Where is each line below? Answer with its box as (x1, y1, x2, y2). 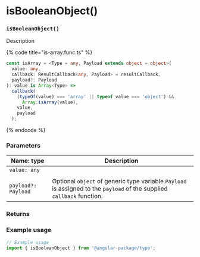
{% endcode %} (6, 127, 46, 134)
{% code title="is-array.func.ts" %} (6, 49, 93, 56)
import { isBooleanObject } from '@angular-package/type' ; (6, 245, 156, 251)
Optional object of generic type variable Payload (52, 177, 187, 186)
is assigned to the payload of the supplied (52, 184, 168, 193)
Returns (6, 210, 30, 218)
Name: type (11, 156, 45, 165)
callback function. (52, 192, 103, 200)
